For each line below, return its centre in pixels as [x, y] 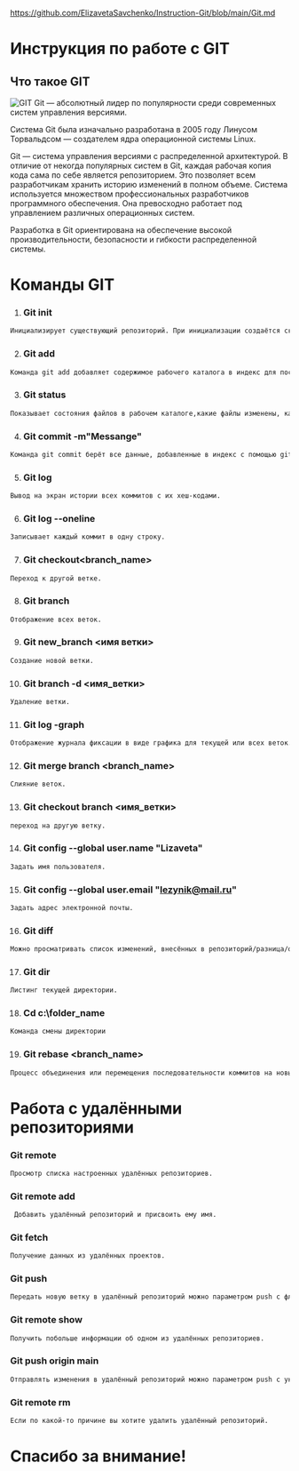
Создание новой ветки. [52, 660]
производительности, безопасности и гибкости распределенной [134, 240]
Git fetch [29, 1237]
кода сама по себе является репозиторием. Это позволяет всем [133, 175]
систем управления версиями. [69, 112]
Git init [37, 313]
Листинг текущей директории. [64, 990]
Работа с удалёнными [96, 1108]
